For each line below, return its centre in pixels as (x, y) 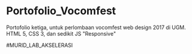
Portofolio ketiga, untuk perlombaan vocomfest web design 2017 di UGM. (96, 27)
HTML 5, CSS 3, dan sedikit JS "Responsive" (61, 33)
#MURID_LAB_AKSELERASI (40, 45)
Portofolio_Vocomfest (61, 11)
